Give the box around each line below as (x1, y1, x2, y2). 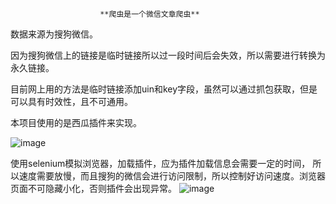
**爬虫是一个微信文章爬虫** (99, 9, 200, 19)
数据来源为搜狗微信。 (10, 28, 98, 40)
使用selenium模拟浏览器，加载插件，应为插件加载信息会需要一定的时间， (10, 158, 311, 169)
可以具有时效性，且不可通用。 (10, 96, 133, 107)
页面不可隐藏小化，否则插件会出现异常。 (10, 183, 177, 194)
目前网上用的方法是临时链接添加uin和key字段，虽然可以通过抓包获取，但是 (10, 83, 318, 95)
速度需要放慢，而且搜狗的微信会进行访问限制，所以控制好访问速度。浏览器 (18, 170, 326, 182)
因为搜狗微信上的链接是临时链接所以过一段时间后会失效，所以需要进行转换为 (10, 49, 326, 61)
